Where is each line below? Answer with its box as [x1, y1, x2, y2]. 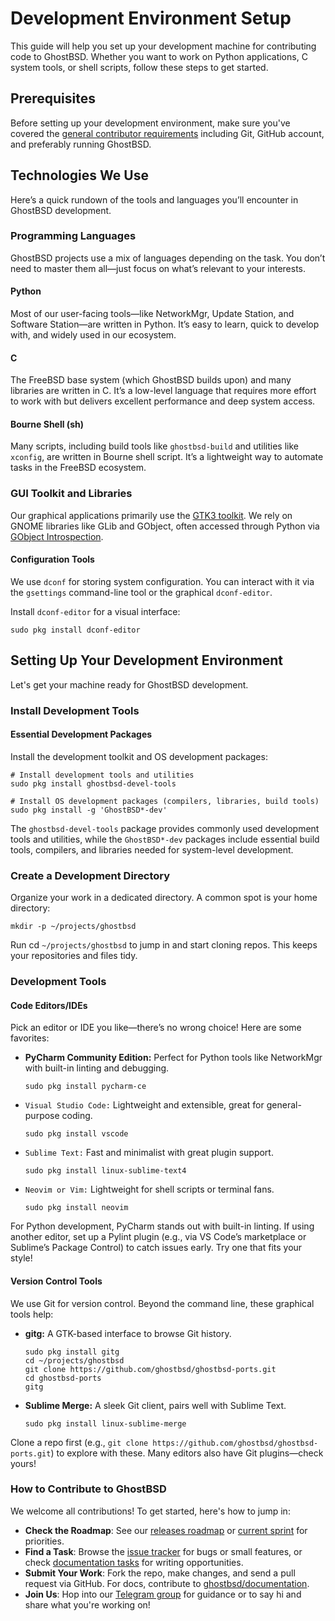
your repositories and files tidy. [10, 950, 138, 962]
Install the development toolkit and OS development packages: [10, 750, 268, 762]
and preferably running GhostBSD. [10, 138, 152, 150]
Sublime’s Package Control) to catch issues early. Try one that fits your [10, 1242, 303, 1254]
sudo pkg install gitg [24, 1347, 120, 1357]
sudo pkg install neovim [24, 1203, 129, 1213]
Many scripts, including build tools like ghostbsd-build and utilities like [10, 440, 299, 452]
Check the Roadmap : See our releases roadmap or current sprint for [24, 1524, 308, 1536]
